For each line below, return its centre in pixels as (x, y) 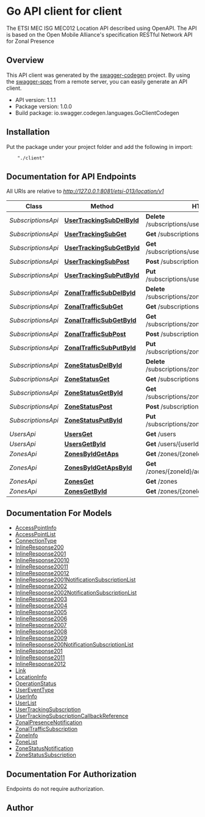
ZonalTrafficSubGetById (100, 321)
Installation (28, 132)
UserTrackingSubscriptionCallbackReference (72, 716)
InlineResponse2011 (40, 658)
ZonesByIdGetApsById (98, 468)
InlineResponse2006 (41, 619)
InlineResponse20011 (41, 567)
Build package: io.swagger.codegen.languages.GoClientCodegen (97, 113)
